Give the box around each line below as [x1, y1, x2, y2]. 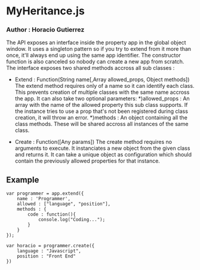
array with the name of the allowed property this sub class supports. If [14, 102, 188, 109]
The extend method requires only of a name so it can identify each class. [14, 82, 195, 90]
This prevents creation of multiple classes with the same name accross [14, 88, 190, 96]
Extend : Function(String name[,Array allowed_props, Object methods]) [14, 76, 190, 83]
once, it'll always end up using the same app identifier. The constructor [6, 52, 181, 59]
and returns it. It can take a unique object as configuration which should [14, 151, 192, 158]
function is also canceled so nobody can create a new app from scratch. [6, 58, 184, 65]
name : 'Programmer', [17, 196, 70, 202]
